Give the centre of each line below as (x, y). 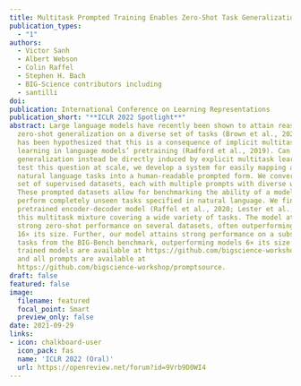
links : (21, 334)
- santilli (38, 92)
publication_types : (46, 26)
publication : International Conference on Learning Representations (140, 109)
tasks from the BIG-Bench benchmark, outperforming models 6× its (144, 243)
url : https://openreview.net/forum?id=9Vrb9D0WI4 (112, 367)
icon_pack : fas (46, 350)
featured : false (39, 284)
